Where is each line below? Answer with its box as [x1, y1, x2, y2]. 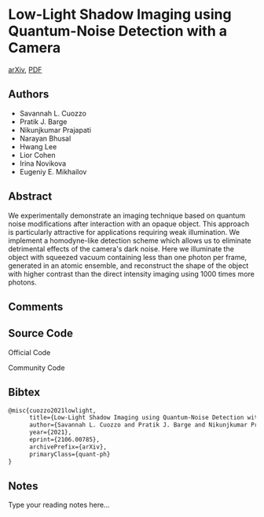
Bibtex [8, 386, 41, 399]
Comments [8, 300, 64, 313]
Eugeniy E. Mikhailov [19, 167, 87, 176]
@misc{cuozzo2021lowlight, [8, 406, 97, 414]
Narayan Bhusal [19, 134, 71, 143]
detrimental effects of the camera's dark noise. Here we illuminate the [8, 244, 234, 253]
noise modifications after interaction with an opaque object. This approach [8, 218, 250, 229]
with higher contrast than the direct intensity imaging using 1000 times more [8, 269, 255, 278]
